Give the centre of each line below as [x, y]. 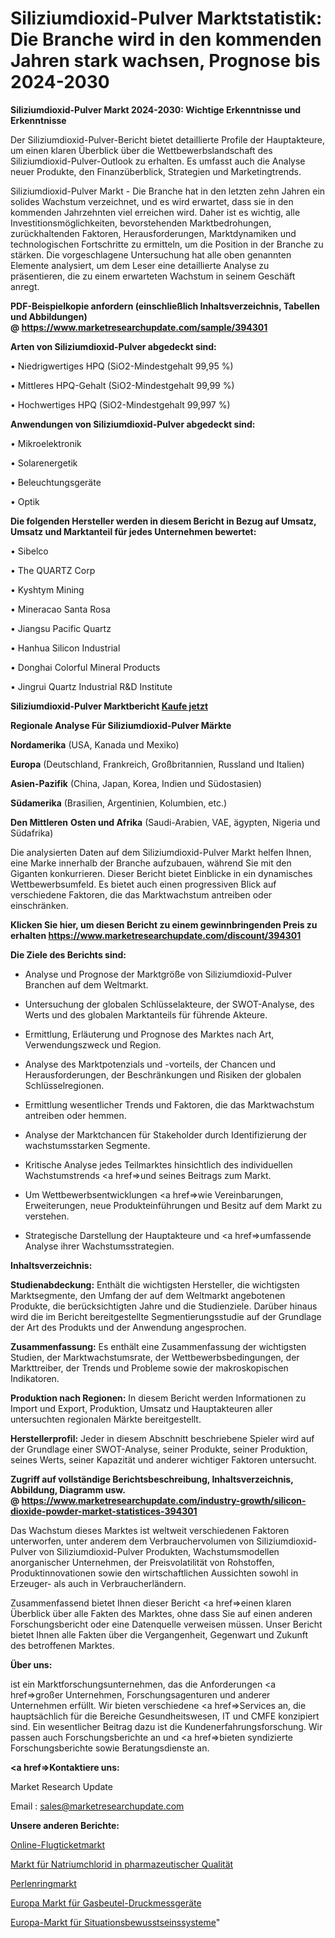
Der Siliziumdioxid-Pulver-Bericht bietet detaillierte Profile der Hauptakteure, [167, 139]
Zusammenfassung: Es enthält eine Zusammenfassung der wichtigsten [158, 1346]
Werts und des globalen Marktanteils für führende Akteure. [146, 1014]
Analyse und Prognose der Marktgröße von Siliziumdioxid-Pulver [158, 974]
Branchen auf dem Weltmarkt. [86, 984]
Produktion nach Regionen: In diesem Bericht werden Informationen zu [158, 1398]
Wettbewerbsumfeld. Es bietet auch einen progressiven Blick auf [143, 884]
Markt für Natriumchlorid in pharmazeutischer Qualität [122, 1864]
